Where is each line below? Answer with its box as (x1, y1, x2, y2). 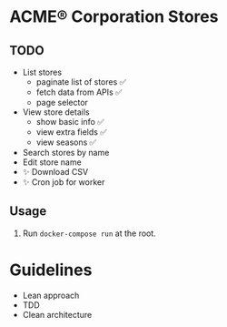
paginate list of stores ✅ (35, 77, 127, 87)
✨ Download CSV (22, 167, 89, 177)
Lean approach (22, 290, 80, 301)
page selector (35, 97, 89, 107)
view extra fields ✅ (35, 127, 107, 138)
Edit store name (22, 157, 82, 168)
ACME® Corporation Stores (9, 6, 219, 27)
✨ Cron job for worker (22, 177, 105, 188)
